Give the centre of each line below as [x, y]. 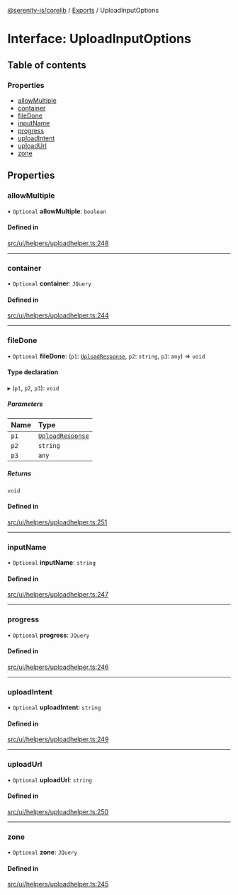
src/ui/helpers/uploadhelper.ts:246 [58, 667]
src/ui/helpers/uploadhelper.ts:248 [58, 243]
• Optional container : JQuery [50, 283]
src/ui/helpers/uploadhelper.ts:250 [58, 811]
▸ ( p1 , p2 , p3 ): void [33, 388]
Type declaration [33, 372]
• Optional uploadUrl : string [50, 779]
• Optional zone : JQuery [42, 852]
